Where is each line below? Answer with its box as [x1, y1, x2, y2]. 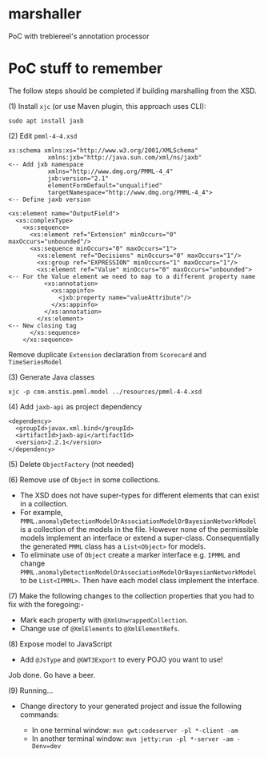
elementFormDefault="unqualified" [47, 181, 162, 189]
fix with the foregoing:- [8, 599, 84, 609]
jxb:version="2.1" [47, 174, 110, 183]
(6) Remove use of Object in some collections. [8, 474, 161, 485]
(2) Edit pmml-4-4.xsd [8, 131, 78, 140]
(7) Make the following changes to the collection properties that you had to [8, 590, 254, 601]
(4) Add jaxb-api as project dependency [8, 401, 142, 411]
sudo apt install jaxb [8, 117, 84, 125]
